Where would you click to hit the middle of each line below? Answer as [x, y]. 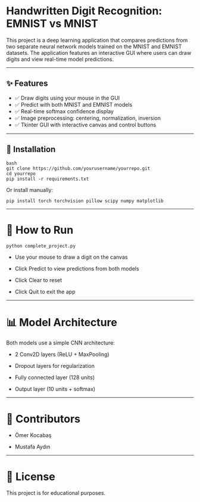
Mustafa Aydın [32, 447]
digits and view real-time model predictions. [60, 59]
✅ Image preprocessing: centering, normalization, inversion [87, 118]
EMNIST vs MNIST [52, 24]
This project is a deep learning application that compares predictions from [97, 40]
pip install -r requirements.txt [48, 179]
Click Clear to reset [38, 280]
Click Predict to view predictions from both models [77, 268]
